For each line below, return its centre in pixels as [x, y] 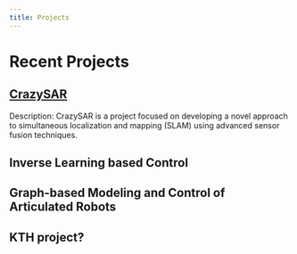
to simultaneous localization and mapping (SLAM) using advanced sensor [144, 125]
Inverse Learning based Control [99, 163]
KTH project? [47, 237]
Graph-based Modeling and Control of [117, 193]
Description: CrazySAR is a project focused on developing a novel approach [148, 116]
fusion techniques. [43, 135]
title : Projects [39, 17]
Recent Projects [69, 61]
